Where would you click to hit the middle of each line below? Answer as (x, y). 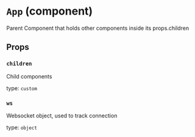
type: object (22, 127)
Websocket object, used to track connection (62, 115)
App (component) (50, 11)
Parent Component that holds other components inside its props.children (98, 28)
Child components (29, 76)
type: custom (22, 88)
